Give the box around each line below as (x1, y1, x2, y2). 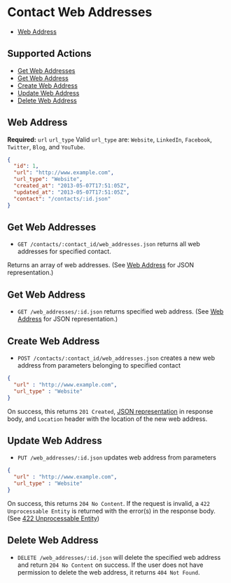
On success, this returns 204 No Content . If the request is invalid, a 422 (7, 499, 210, 507)
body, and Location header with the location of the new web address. (7, 415, 208, 423)
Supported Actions (7, 48, 92, 60)
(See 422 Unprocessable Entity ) (7, 514, 100, 523)
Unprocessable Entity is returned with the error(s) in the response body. (7, 507, 216, 515)
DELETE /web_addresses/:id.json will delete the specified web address (17, 553, 221, 561)
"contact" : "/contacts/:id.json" (13, 195, 111, 202)
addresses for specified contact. (17, 247, 112, 256)
